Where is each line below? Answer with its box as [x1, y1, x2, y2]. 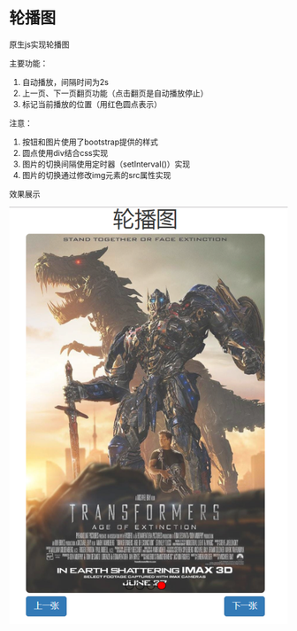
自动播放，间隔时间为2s [21, 76, 109, 87]
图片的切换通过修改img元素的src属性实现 [21, 169, 171, 180]
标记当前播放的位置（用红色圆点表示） [21, 98, 162, 109]
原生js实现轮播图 [9, 39, 70, 50]
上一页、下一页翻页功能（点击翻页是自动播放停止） [21, 88, 209, 98]
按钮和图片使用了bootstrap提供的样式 [21, 136, 159, 147]
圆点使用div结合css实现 [21, 147, 109, 158]
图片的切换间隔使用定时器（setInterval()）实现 [21, 159, 191, 169]
